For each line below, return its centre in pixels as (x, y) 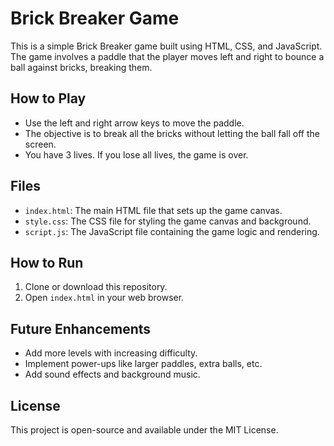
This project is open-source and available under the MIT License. (144, 430)
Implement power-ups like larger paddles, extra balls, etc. (143, 364)
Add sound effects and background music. (112, 374)
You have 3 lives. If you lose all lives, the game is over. (136, 154)
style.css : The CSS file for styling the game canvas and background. (168, 221)
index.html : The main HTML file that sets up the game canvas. (153, 210)
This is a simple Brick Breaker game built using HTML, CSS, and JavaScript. (166, 46)
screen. (40, 144)
